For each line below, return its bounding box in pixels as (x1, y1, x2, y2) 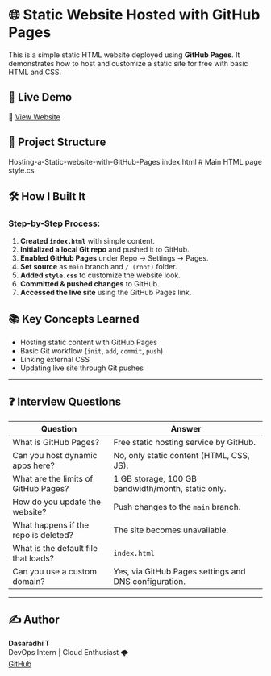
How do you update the (12, 496, 102, 507)
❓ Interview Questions (8, 395, 122, 409)
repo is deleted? (12, 529, 74, 540)
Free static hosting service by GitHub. (113, 436, 256, 448)
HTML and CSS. (8, 67, 62, 77)
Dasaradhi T (8, 638, 50, 648)
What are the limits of (12, 473, 94, 484)
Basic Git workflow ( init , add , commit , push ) (19, 346, 164, 356)
